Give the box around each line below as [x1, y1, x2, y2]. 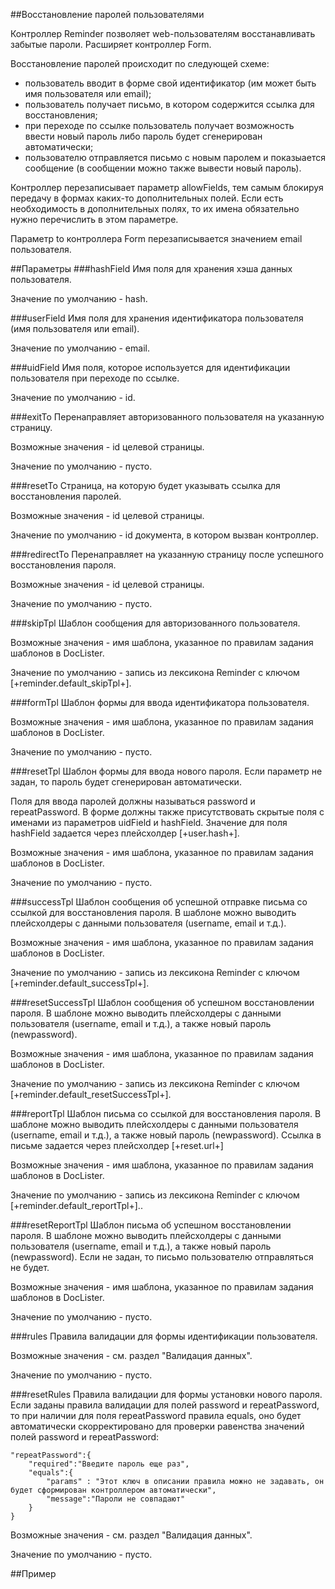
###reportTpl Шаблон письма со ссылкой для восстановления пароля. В [10, 1108, 322, 1119]
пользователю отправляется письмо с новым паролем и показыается [24, 152, 326, 163]
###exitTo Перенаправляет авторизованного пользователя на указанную [10, 411, 325, 423]
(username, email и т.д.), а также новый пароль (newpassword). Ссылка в [10, 1129, 322, 1141]
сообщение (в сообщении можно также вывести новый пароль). [24, 162, 302, 174]
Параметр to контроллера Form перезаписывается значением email [10, 233, 303, 244]
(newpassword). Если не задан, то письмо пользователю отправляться [10, 1251, 314, 1263]
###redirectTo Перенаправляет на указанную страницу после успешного [10, 549, 324, 560]
